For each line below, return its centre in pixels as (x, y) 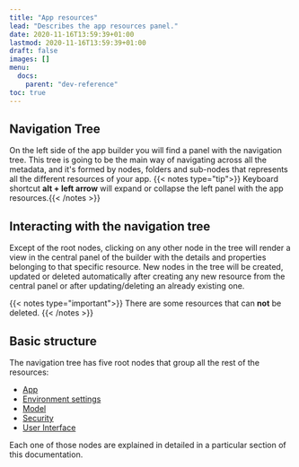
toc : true (28, 92)
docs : (28, 76)
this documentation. (46, 454)
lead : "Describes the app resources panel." (94, 26)
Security (38, 418)
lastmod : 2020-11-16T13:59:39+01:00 (78, 43)
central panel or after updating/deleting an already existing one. (127, 286)
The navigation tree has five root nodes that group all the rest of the (135, 362)
